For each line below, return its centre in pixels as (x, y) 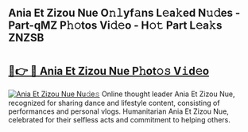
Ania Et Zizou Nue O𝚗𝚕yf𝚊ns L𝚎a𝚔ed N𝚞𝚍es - (124, 13)
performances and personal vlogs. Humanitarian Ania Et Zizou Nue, (118, 111)
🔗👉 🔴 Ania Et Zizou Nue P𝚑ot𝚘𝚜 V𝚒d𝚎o (108, 71)
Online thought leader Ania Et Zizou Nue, (168, 94)
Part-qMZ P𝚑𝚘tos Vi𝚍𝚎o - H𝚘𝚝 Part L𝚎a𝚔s (115, 26)
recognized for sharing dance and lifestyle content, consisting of (114, 103)
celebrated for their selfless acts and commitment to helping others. (119, 120)
